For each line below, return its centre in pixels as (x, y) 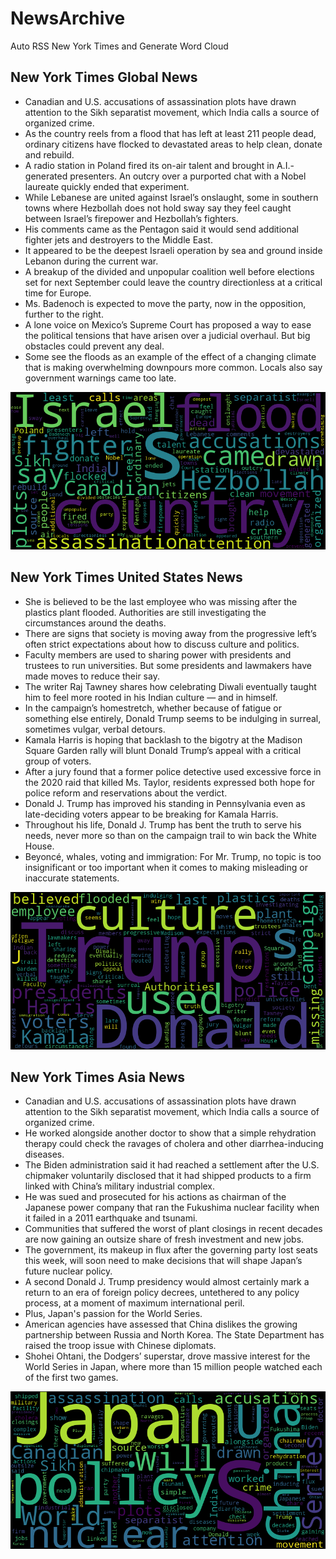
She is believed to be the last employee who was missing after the (161, 601)
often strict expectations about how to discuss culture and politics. (162, 644)
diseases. (44, 1154)
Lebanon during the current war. (91, 261)
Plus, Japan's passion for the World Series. (113, 1314)
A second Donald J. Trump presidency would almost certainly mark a (167, 1282)
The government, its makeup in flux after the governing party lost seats (171, 1250)
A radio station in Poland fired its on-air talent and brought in (149, 165)
